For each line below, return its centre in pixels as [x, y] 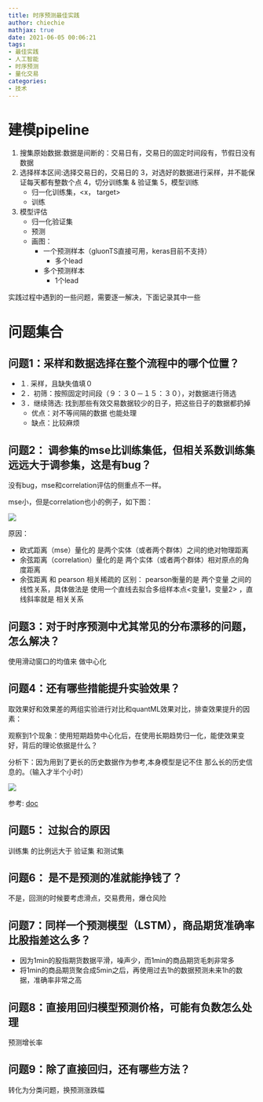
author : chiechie [37, 23]
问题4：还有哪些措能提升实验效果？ [94, 688]
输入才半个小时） [60, 771]
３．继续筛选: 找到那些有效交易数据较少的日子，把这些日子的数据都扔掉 [135, 403]
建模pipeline [49, 130]
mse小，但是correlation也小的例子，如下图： [80, 502]
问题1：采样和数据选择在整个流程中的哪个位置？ [124, 363]
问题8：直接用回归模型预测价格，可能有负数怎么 [125, 1007]
